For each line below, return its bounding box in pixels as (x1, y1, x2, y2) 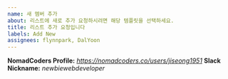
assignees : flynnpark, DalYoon (7, 37, 100, 44)
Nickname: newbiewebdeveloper (7, 64, 105, 73)
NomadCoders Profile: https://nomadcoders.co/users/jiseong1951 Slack (7, 56, 221, 65)
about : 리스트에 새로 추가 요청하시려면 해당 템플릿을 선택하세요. (7, 17, 175, 24)
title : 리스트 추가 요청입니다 (7, 23, 85, 31)
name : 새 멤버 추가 (7, 10, 58, 18)
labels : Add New (7, 30, 56, 38)
